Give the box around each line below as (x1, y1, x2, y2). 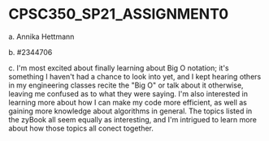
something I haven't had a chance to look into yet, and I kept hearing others (8, 71, 262, 81)
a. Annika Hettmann (8, 32, 75, 41)
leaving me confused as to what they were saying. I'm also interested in (8, 88, 248, 98)
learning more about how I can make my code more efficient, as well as (8, 97, 248, 107)
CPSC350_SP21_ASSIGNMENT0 (8, 5, 229, 23)
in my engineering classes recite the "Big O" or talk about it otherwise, (8, 80, 244, 90)
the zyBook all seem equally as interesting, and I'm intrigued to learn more (8, 114, 258, 124)
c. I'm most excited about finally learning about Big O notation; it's (8, 62, 229, 73)
